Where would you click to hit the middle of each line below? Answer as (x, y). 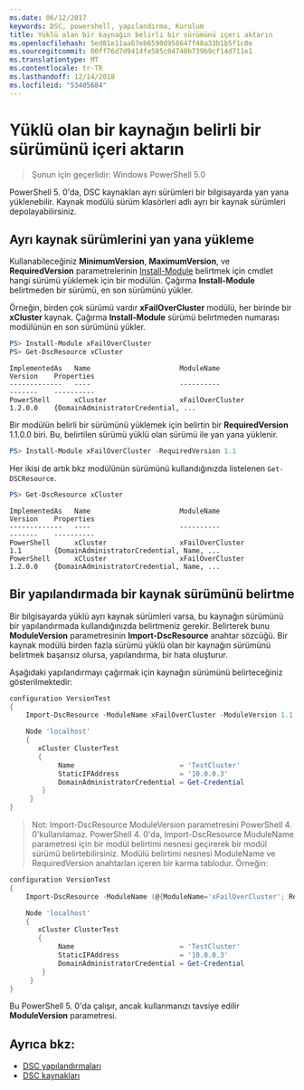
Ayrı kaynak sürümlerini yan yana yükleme (132, 240)
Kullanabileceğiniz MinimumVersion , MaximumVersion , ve (120, 261)
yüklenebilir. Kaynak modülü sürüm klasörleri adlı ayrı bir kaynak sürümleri (148, 201)
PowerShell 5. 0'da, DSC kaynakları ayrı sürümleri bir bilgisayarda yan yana (149, 192)
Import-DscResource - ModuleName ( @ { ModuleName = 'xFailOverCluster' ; (155, 897)
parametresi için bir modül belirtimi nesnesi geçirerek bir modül (149, 844)
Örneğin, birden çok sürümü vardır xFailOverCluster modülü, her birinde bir (151, 308)
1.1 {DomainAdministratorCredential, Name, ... (115, 550)
